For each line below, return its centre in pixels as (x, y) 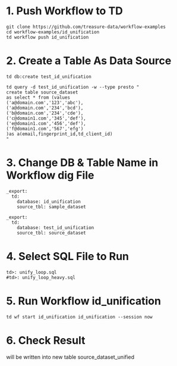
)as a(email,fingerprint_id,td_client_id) (59, 134)
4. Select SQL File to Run (68, 256)
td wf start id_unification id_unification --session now (79, 317)
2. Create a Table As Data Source (89, 61)
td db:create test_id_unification (49, 76)
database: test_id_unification (56, 227)
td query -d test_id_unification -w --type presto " (73, 87)
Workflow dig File (50, 175)
